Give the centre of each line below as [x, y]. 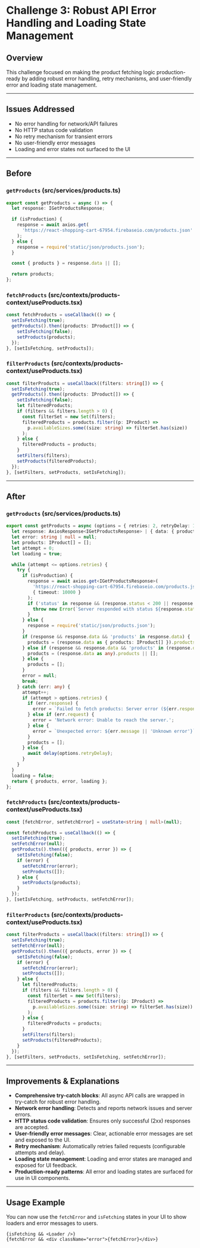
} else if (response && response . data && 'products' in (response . [107, 648]
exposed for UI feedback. [46, 1166]
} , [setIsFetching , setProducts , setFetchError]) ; [70, 900]
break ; [30, 681]
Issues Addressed [40, 109]
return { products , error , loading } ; [60, 781]
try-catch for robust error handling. [58, 1102]
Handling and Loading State [76, 23]
